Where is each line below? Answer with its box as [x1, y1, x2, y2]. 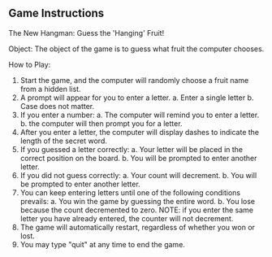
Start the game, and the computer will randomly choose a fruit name [19, 75, 249, 85]
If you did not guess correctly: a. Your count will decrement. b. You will [19, 170, 257, 180]
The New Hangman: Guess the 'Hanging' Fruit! [8, 28, 165, 37]
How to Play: [8, 59, 51, 69]
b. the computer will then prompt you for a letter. [19, 118, 183, 128]
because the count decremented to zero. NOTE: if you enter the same [19, 205, 254, 215]
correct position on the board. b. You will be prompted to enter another [19, 153, 257, 163]
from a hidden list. [19, 84, 81, 94]
